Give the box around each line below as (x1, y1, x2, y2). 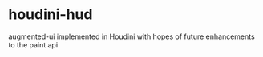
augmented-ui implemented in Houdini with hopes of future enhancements (8, 32, 255, 41)
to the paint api (8, 40, 59, 49)
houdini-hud (8, 6, 93, 24)
